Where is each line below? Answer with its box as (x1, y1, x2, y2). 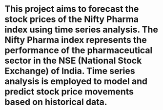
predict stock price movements (4, 86, 134, 97)
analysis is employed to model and (4, 76, 148, 87)
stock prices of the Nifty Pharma (4, 14, 139, 25)
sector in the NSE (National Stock (4, 55, 142, 66)
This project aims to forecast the (4, 3, 139, 15)
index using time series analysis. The (4, 24, 158, 35)
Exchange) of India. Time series (4, 66, 135, 76)
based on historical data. (4, 96, 108, 108)
